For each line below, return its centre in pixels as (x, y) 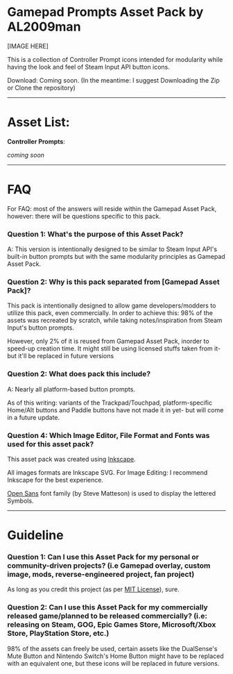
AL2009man (44, 27)
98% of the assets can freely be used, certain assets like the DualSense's (112, 648)
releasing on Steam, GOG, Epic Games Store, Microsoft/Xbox (112, 625)
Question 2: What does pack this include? (79, 374)
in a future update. (34, 417)
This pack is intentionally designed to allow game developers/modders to (112, 305)
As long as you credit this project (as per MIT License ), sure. (94, 589)
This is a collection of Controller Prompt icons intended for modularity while (115, 59)
